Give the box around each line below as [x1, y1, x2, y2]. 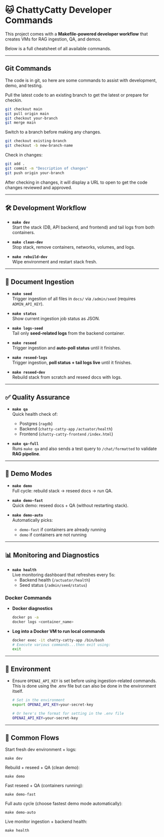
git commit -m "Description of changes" [5, 166, 89, 171]
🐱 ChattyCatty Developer [5, 4, 112, 16]
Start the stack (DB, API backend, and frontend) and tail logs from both [12, 224, 155, 230]
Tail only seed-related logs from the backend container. [12, 330, 125, 336]
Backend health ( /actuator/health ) [19, 577, 90, 583]
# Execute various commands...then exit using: [12, 642, 111, 647]
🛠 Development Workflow [5, 204, 87, 212]
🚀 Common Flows [5, 734, 60, 742]
